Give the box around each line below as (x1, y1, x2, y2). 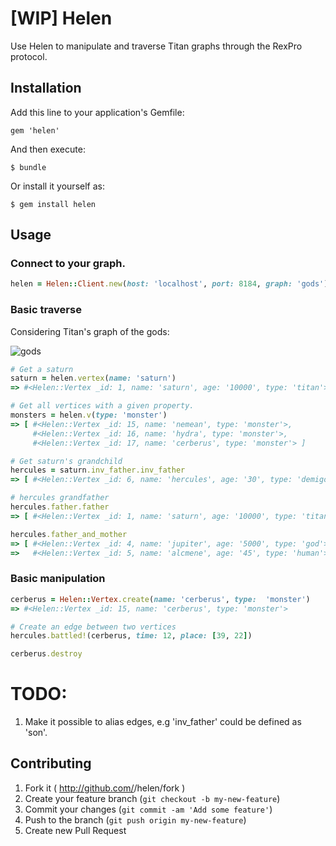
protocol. (10, 50, 48, 62)
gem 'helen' (10, 125, 60, 136)
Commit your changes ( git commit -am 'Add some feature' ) (24, 803, 273, 815)
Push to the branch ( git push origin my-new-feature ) (24, 813, 247, 826)
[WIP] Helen (10, 7, 113, 30)
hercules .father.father (10, 502, 110, 512)
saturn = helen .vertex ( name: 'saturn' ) (10, 373, 177, 384)
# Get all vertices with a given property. (10, 401, 195, 411)
